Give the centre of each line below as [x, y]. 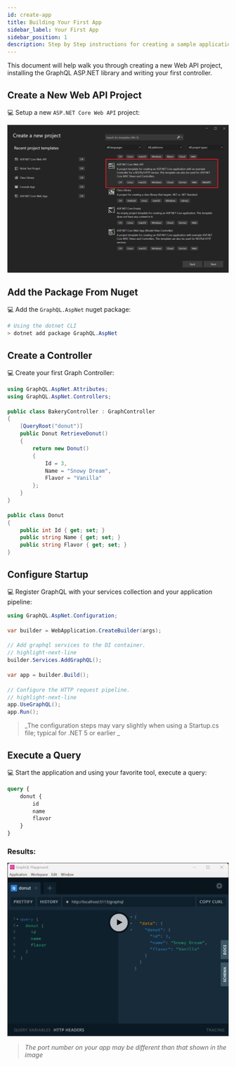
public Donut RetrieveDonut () [64, 434]
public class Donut [36, 515]
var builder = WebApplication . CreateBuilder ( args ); [84, 630]
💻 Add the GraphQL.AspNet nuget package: [69, 310]
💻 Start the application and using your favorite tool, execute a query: [107, 772]
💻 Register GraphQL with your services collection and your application [110, 592]
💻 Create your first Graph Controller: [61, 372]
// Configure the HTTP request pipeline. [69, 690]
